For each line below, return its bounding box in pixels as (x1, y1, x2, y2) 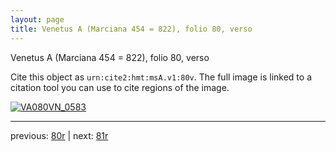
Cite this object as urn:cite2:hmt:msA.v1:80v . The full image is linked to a (10, 71, 312, 83)
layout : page (10, 14, 65, 25)
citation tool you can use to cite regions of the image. (10, 81, 230, 93)
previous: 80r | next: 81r (10, 129, 109, 141)
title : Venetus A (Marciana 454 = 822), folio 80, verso (10, 24, 253, 34)
